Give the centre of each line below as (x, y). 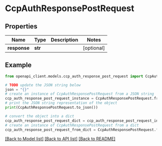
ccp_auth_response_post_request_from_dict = (50, 130)
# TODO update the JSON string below (43, 85)
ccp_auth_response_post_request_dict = (45, 121)
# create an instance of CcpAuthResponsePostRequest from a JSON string (80, 94)
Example (18, 65)
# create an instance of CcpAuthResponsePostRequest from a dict (72, 125)
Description (64, 40)
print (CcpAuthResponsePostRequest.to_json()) (51, 108)
